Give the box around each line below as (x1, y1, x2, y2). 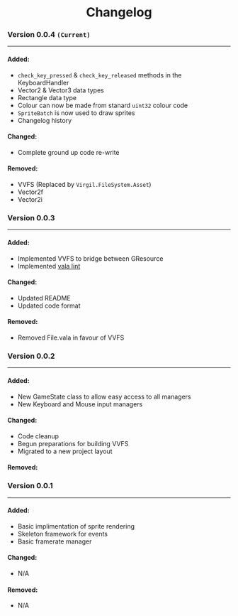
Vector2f (17, 188, 44, 196)
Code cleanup (17, 431, 59, 441)
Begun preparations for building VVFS (17, 439, 129, 448)
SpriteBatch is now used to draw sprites (17, 108, 135, 117)
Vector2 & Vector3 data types (17, 86, 104, 94)
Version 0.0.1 (7, 481, 53, 491)
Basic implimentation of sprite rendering (17, 522, 135, 530)
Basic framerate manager (17, 537, 92, 546)
